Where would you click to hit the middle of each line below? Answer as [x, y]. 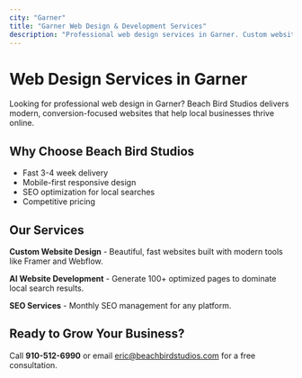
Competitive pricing [59, 202]
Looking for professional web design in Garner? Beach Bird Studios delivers [149, 103]
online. [22, 123]
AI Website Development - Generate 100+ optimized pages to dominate [143, 278]
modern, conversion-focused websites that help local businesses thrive [142, 113]
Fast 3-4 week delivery [65, 173]
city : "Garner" [38, 18]
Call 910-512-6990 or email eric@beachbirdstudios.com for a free [133, 355]
